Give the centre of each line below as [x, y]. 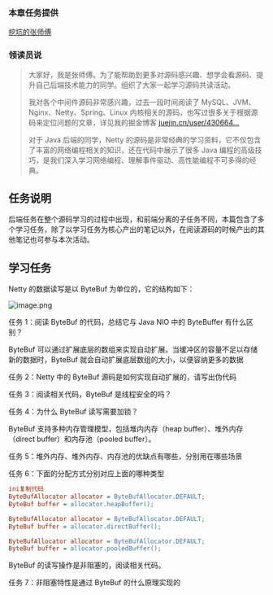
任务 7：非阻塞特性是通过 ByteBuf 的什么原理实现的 [95, 583]
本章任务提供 [34, 12]
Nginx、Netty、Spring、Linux [78, 112]
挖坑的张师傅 [30, 32]
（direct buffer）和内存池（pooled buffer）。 [82, 439]
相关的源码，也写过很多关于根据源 [201, 112]
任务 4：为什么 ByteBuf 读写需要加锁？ [74, 412]
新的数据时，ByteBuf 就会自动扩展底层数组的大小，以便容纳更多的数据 [126, 360]
